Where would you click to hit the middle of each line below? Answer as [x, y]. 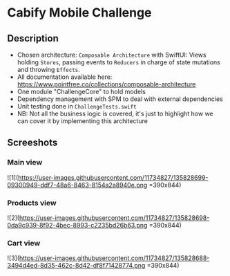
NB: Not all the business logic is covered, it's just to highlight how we [115, 113]
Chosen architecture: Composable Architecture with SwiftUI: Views [112, 55]
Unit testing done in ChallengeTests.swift [77, 106]
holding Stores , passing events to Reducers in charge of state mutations [119, 62]
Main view [25, 163]
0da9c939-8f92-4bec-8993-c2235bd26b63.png [77, 225]
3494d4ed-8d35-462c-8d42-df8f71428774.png [76, 266]
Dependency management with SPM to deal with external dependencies [120, 99]
